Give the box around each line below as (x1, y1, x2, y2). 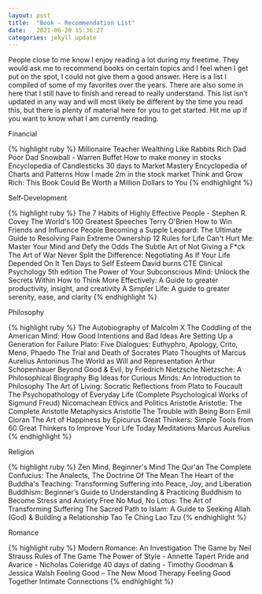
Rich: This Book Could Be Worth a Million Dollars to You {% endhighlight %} (8, 178, 253, 188)
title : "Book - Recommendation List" (8, 19, 135, 27)
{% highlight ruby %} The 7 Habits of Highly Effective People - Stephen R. (8, 208, 248, 218)
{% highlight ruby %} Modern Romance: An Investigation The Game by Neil (8, 544, 252, 553)
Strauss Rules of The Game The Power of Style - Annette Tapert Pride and (8, 551, 249, 561)
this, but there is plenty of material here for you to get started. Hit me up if (8, 106, 248, 115)
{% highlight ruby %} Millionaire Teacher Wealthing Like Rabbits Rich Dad (8, 144, 246, 154)
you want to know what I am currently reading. (8, 114, 159, 123)
